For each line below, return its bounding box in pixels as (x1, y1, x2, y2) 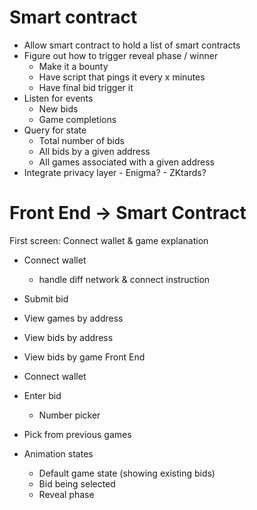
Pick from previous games (23, 428, 132, 440)
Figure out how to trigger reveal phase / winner (23, 49, 219, 61)
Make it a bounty (38, 60, 109, 72)
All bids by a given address (38, 145, 151, 157)
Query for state (23, 124, 87, 136)
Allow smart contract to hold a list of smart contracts (23, 39, 241, 51)
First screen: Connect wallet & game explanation (9, 234, 209, 246)
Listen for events (23, 92, 94, 104)
